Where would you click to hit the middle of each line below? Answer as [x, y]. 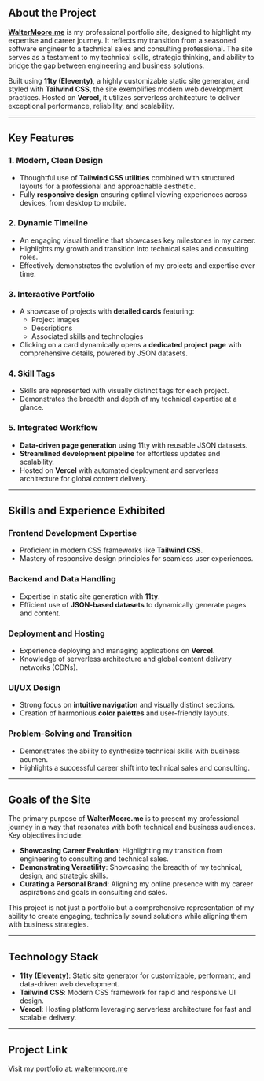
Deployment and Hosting [57, 633]
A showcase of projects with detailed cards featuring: [107, 311]
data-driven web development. [70, 984]
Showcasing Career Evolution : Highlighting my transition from [121, 851]
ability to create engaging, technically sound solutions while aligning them [128, 916]
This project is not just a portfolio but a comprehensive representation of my [131, 908]
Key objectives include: [46, 835]
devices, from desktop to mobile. [73, 202]
